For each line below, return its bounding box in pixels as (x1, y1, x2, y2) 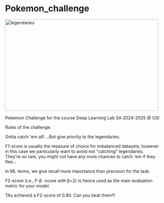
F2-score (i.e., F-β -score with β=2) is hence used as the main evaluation (5, 178, 153, 183)
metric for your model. (5, 183, 50, 188)
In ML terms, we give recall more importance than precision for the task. (5, 168, 151, 174)
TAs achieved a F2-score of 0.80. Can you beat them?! (5, 192, 116, 198)
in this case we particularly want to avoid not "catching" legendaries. (5, 148, 144, 154)
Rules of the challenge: (5, 124, 51, 130)
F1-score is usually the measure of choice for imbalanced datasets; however (5, 143, 159, 149)
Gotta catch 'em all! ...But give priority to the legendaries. (5, 134, 120, 140)
